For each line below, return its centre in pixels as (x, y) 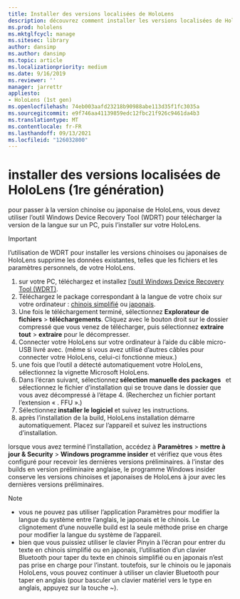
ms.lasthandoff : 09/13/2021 (50, 133)
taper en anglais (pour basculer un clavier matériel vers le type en (115, 580)
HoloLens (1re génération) (86, 190)
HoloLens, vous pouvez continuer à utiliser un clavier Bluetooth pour (119, 573)
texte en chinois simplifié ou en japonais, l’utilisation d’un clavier (112, 550)
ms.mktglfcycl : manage (42, 34)
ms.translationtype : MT (43, 120)
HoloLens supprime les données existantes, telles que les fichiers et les (113, 260)
